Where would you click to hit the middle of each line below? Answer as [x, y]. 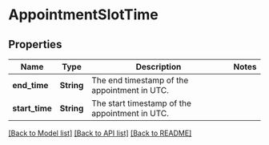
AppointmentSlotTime [83, 15]
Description [159, 67]
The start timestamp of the [142, 103]
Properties [35, 44]
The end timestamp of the [140, 80]
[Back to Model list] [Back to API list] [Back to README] [100, 133]
